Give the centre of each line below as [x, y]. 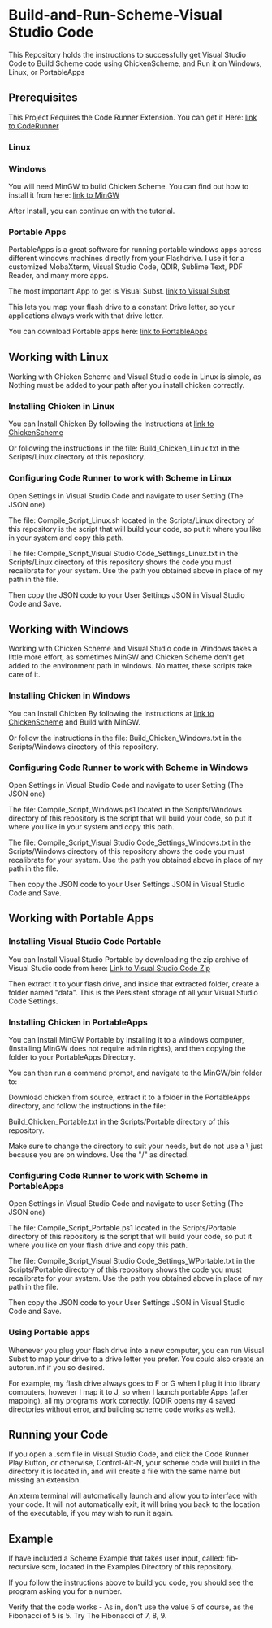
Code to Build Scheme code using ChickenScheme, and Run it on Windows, [135, 63]
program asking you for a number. [65, 1591]
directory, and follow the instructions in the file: [87, 1106]
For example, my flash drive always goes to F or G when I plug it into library [134, 1383]
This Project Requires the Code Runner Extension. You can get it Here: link [133, 117]
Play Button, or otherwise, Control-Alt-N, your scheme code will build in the [134, 1463]
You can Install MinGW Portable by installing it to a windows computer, [126, 1040]
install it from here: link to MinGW [64, 195]
